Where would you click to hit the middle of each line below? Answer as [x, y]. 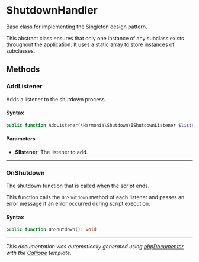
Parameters [21, 139]
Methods [23, 70]
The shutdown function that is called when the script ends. [78, 186]
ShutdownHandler [52, 10]
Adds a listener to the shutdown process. [56, 99]
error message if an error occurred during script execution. [78, 204]
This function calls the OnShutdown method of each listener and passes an [95, 197]
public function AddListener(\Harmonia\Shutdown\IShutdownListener [91, 125]
